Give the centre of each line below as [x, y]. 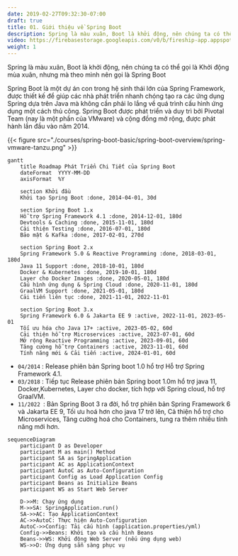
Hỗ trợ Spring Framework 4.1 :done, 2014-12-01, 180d [101, 217]
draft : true [25, 21]
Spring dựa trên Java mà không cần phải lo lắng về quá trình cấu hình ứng [115, 103]
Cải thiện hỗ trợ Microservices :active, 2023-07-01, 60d [107, 334]
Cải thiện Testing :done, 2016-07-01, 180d [85, 229]
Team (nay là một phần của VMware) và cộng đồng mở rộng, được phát [112, 119]
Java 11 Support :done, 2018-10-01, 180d [82, 266]
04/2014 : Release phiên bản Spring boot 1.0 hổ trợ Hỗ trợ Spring [111, 366]
